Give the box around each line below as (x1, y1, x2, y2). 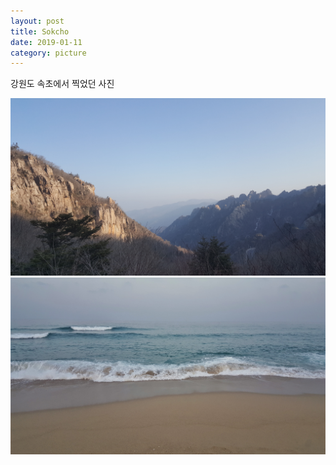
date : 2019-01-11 (10, 37, 83, 47)
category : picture (10, 48, 87, 58)
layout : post (10, 16, 65, 26)
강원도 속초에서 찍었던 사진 (10, 78, 115, 90)
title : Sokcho (10, 26, 70, 37)
